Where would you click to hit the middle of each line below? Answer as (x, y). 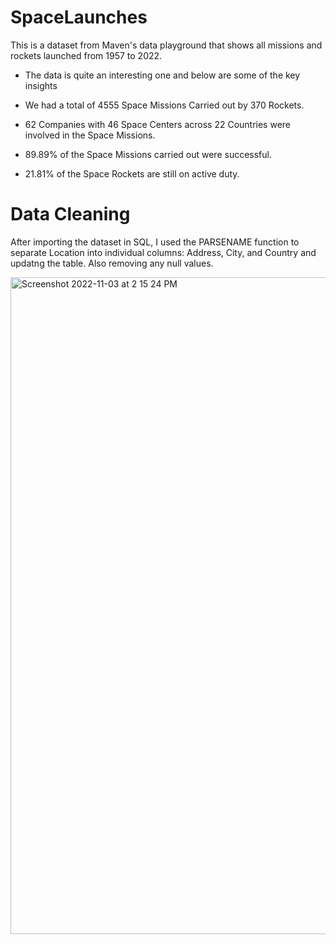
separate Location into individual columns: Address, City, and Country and (163, 252)
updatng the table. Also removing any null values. (112, 263)
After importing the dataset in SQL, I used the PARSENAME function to (155, 242)
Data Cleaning (70, 214)
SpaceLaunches (79, 17)
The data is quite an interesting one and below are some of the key (162, 75)
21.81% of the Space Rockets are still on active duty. (132, 173)
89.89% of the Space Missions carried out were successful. (148, 154)
